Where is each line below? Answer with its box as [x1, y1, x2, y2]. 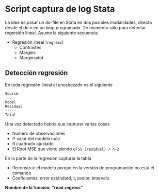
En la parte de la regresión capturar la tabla [5, 155, 91, 161]
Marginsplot [19, 54, 44, 60]
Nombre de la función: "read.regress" [5, 184, 83, 190]
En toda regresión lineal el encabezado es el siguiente [5, 82, 113, 88]
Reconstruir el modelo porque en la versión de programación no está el [12, 164, 154, 171]
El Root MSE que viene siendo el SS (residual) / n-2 [12, 146, 120, 152]
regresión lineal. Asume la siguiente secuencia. [5, 30, 99, 35]
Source [5, 91, 18, 96]
